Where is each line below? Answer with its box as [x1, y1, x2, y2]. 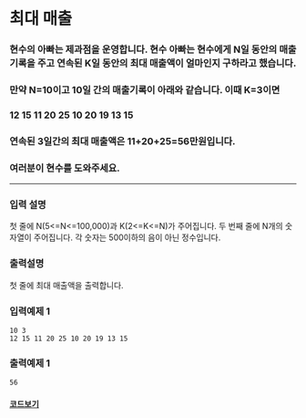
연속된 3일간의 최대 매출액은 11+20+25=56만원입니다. [9, 134, 236, 147]
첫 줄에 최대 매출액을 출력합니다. [9, 279, 125, 290]
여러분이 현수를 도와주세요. [9, 162, 120, 174]
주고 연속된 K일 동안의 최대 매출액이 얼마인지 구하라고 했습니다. [37, 57, 297, 69]
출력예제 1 [9, 357, 51, 370]
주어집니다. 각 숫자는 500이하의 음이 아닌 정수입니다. [33, 232, 221, 243]
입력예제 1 [9, 305, 51, 318]
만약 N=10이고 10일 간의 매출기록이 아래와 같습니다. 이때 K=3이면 [9, 84, 280, 97]
